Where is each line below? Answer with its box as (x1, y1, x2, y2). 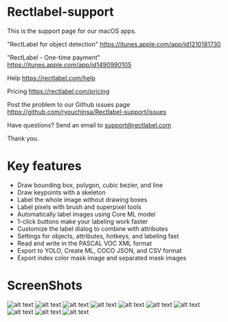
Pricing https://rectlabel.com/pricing (7, 87, 110, 95)
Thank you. (7, 134, 39, 143)
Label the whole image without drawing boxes (16, 195, 148, 203)
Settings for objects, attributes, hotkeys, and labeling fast (16, 232, 179, 240)
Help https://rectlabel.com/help (7, 73, 96, 82)
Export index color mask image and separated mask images (16, 253, 187, 262)
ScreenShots (7, 278, 82, 293)
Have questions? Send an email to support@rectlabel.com (7, 121, 172, 129)
